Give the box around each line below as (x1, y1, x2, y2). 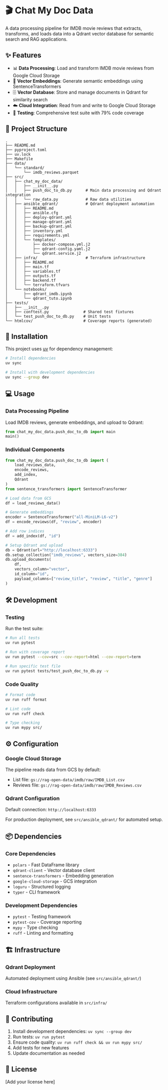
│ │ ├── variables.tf (5, 269, 60, 274)
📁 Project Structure (5, 124, 68, 133)
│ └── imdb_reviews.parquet (5, 170, 79, 175)
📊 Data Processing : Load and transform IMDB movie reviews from (12, 65, 155, 71)
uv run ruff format (5, 697, 47, 702)
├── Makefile (5, 156, 33, 162)
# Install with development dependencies (5, 370, 95, 375)
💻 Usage (5, 389, 35, 398)
